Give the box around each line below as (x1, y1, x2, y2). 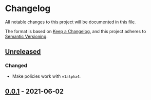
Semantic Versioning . (5, 33, 48, 39)
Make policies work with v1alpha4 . (12, 73, 81, 79)
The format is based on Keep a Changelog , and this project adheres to (5, 28, 146, 34)
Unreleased (5, 48, 41, 56)
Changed (5, 62, 28, 69)
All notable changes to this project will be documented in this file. (5, 19, 136, 25)
